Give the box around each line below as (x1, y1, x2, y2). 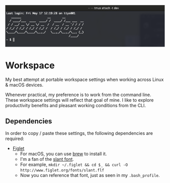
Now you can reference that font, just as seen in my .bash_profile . (20, 172, 160, 178)
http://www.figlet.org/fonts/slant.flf (20, 168, 105, 173)
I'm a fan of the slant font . (20, 156, 74, 162)
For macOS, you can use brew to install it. (20, 151, 107, 157)
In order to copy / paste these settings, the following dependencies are (5, 130, 153, 136)
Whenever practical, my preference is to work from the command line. (5, 91, 152, 98)
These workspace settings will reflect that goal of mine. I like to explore (5, 97, 154, 103)
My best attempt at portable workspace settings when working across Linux (5, 76, 164, 82)
